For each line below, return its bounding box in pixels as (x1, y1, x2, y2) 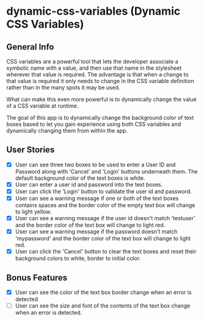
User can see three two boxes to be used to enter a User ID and (15, 161, 176, 168)
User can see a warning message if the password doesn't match (15, 228, 178, 235)
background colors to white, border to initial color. (15, 255, 141, 262)
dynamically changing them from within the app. (6, 127, 128, 134)
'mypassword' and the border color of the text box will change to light (15, 235, 191, 242)
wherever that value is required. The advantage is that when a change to (6, 71, 189, 78)
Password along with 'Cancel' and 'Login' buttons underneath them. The (15, 168, 198, 175)
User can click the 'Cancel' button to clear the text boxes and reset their (15, 248, 197, 255)
